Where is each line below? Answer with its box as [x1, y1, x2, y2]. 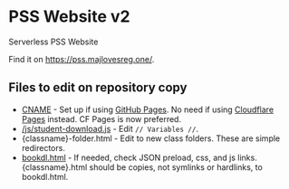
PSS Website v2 [8, 6, 130, 27]
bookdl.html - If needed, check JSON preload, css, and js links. [21, 152, 257, 163]
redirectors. [21, 142, 65, 153]
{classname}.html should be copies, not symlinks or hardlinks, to [21, 161, 264, 173]
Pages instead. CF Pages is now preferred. [21, 113, 182, 124]
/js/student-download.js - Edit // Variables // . [21, 123, 198, 134]
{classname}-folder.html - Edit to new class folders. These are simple [21, 133, 281, 144]
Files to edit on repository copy [8, 80, 188, 96]
